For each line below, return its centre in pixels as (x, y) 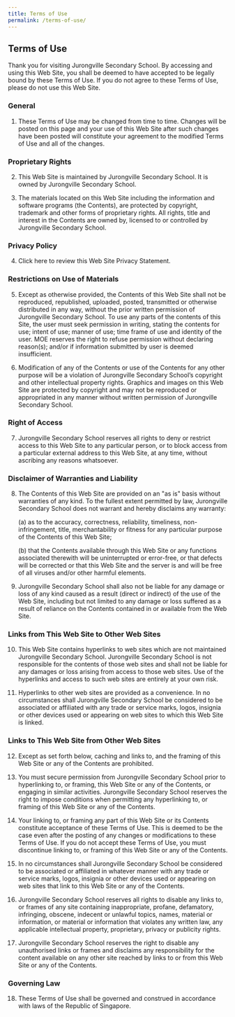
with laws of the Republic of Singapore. (74, 1006)
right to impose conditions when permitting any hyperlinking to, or (113, 799)
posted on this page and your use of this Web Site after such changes (118, 128)
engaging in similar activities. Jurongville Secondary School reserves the (122, 792)
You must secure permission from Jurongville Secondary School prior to (122, 777)
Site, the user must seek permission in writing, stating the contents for (119, 324)
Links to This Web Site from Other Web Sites (84, 741)
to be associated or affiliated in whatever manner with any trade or (114, 871)
